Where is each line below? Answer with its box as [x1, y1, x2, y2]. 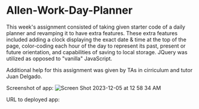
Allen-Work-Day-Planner [6, 4, 133, 17]
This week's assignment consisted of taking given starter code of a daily [6, 23, 186, 30]
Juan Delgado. [6, 73, 43, 80]
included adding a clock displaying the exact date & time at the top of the [6, 36, 187, 43]
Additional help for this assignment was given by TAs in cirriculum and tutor [6, 66, 193, 73]
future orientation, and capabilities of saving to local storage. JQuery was [6, 48, 188, 55]
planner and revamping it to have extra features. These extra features [6, 29, 178, 36]
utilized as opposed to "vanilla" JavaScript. [6, 55, 113, 62]
